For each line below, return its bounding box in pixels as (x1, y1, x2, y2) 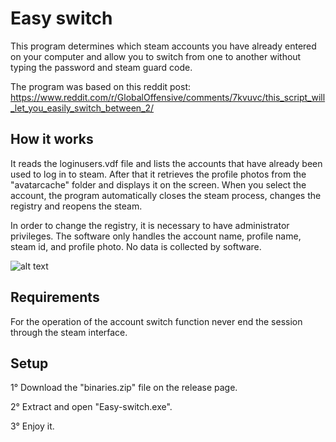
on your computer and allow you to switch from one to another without (10, 50, 302, 62)
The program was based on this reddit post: (10, 80, 192, 92)
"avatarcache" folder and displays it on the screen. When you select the (10, 178, 307, 191)
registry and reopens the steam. (10, 200, 143, 212)
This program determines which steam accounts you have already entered (10, 40, 317, 52)
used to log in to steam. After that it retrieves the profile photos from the (10, 168, 307, 180)
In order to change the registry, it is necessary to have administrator (10, 219, 290, 231)
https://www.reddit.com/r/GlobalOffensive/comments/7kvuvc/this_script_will (10, 91, 326, 103)
